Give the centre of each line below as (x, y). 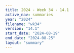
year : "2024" (19, 19)
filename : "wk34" (24, 24)
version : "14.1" (22, 29)
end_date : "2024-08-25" (30, 38)
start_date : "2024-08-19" (32, 33)
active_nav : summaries (29, 15)
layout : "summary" (25, 43)
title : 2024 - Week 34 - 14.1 (37, 10)
